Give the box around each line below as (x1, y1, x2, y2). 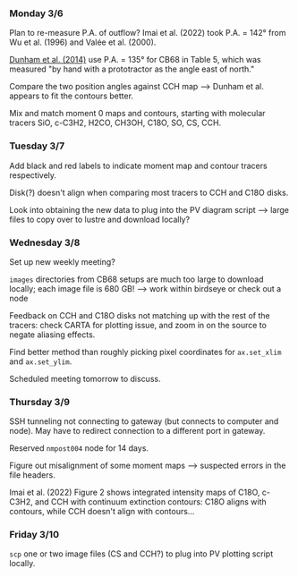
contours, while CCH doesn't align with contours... (9, 506, 195, 517)
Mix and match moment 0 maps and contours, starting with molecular (9, 108, 266, 119)
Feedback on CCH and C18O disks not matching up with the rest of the (9, 310, 270, 320)
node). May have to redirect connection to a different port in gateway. (9, 426, 266, 437)
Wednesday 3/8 (9, 236, 81, 249)
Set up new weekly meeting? (9, 256, 116, 267)
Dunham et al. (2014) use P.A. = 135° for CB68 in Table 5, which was (9, 55, 261, 65)
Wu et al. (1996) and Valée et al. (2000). (9, 37, 157, 47)
